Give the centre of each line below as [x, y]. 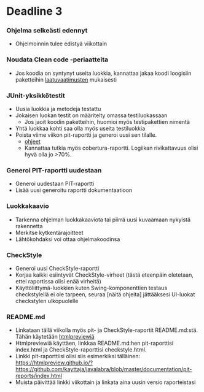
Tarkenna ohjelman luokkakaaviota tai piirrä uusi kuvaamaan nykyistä [103, 220]
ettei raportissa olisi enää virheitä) [58, 281]
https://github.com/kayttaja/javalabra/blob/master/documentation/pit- [104, 369]
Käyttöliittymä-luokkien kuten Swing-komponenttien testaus [91, 288]
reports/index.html [39, 376]
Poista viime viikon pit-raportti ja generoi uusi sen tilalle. [86, 135]
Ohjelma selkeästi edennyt [47, 31]
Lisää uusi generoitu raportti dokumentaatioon [74, 190]
